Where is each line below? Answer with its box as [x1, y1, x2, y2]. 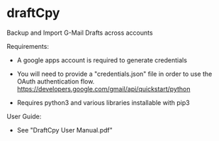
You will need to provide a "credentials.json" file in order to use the [16, 69, 213, 78]
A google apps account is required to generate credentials [16, 55, 187, 64]
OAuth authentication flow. [16, 77, 95, 86]
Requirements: [6, 42, 49, 50]
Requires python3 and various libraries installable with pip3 [16, 98, 190, 107]
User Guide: [6, 112, 42, 120]
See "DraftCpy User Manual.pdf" [16, 125, 113, 134]
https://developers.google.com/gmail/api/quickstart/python [16, 84, 191, 93]
